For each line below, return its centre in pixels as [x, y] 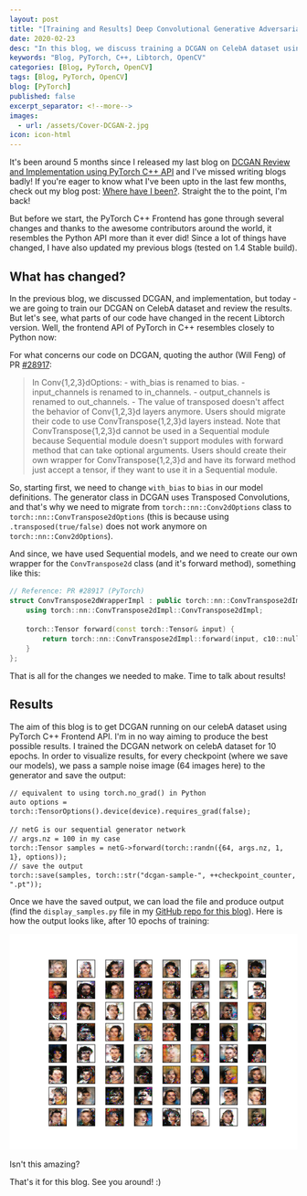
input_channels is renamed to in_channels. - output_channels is [151, 392]
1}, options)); [38, 857]
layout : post [34, 19]
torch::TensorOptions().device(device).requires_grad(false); [130, 811]
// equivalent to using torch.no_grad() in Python [108, 793]
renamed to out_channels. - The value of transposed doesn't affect [158, 401]
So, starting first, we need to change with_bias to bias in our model [136, 487]
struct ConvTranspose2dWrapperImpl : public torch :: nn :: [120, 600]
